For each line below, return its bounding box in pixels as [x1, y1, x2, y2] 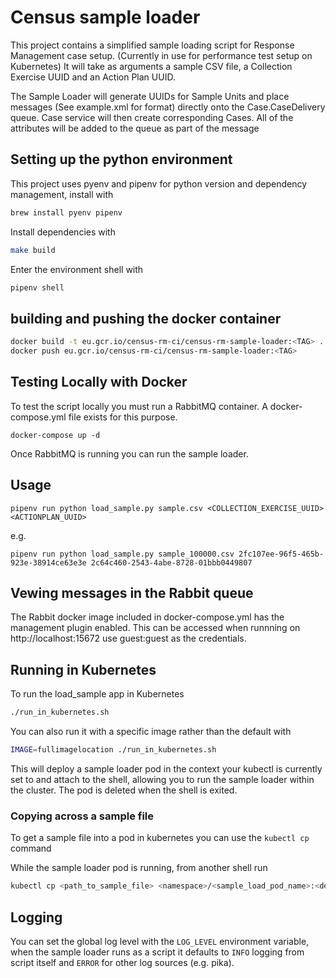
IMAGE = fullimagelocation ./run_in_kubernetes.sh [10, 745, 217, 755]
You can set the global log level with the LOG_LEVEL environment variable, [10, 935, 310, 947]
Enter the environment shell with [10, 263, 144, 275]
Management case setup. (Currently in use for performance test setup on [10, 49, 313, 61]
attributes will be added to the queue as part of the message [10, 122, 260, 134]
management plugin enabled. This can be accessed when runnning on [10, 622, 301, 634]
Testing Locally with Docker [10, 374, 188, 391]
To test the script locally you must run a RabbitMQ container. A [10, 400, 268, 412]
